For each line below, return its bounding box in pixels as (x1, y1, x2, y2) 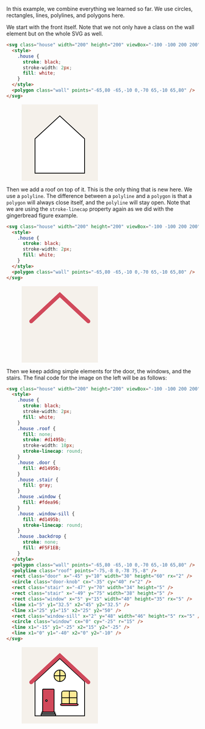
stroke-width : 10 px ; (22, 442, 75, 449)
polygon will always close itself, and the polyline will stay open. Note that (6, 199, 190, 206)
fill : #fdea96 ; (22, 499, 62, 505)
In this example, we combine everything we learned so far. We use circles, (6, 5, 193, 12)
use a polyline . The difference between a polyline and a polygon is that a (6, 192, 192, 199)
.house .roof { (17, 425, 56, 431)
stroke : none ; (22, 539, 59, 546)
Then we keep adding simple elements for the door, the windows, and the (6, 367, 192, 375)
